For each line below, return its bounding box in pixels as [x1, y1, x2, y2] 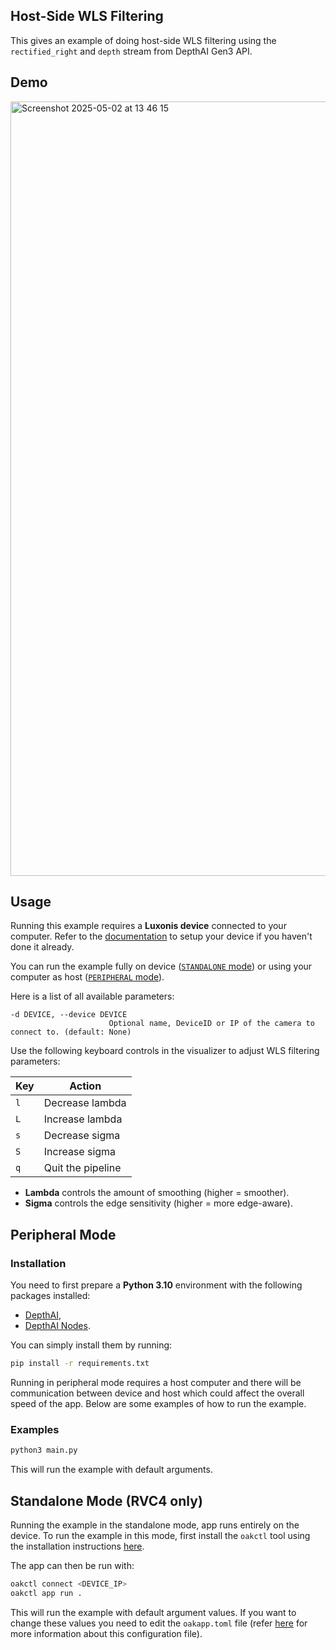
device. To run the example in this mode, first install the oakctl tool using [10, 1529, 311, 1541]
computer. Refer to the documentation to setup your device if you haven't [10, 930, 313, 943]
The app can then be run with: [10, 1559, 135, 1571]
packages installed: [10, 1290, 91, 1302]
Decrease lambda [43, 1096, 127, 1110]
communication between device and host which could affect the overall [10, 1387, 305, 1399]
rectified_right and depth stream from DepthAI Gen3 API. [10, 45, 253, 57]
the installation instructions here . [10, 1540, 145, 1552]
